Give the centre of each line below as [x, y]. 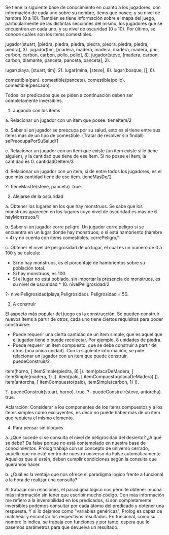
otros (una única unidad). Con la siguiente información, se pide [78, 350]
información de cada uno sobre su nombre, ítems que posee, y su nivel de [83, 13]
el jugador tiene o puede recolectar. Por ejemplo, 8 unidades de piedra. [87, 340]
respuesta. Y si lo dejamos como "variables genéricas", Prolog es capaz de [84, 511]
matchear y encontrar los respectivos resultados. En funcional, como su [80, 516]
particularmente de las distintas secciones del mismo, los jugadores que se [84, 23]
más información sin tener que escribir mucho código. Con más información [85, 495]
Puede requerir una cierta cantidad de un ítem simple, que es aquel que [88, 334]
